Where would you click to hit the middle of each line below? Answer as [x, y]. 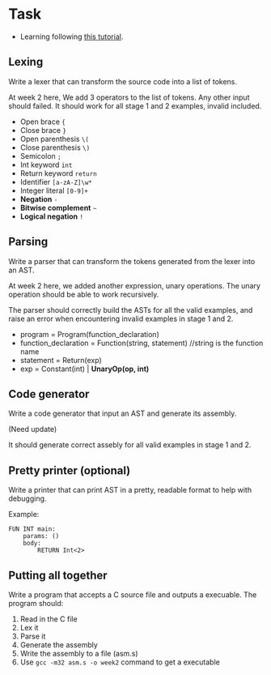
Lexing [26, 62]
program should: [36, 603]
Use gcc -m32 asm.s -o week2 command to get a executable [120, 662]
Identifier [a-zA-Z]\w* [56, 182]
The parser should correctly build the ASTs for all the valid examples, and [131, 310]
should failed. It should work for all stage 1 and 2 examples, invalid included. [135, 105]
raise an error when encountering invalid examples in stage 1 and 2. [121, 318]
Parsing [28, 242]
